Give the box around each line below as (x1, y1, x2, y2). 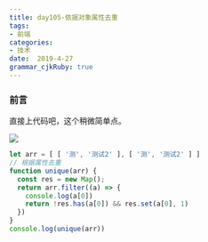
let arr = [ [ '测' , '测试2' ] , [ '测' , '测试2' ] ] (9, 150, 201, 159)
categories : (9, 37, 53, 47)
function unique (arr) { (9, 166, 98, 175)
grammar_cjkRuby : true (9, 63, 93, 72)
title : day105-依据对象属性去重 (9, 12, 118, 22)
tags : (9, 21, 29, 30)
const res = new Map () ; (17, 174, 105, 183)
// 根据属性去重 (9, 158, 61, 167)
